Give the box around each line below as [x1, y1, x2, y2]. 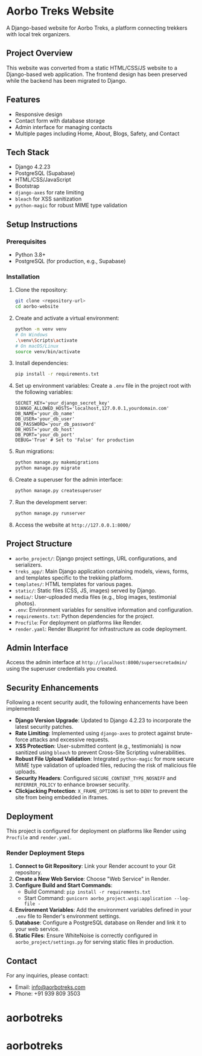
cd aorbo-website [14, 304, 59, 310]
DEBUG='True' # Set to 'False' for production [14, 437, 134, 443]
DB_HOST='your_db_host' [14, 427, 75, 433]
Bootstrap [14, 182, 40, 190]
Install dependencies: [14, 359, 69, 366]
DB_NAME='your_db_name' [14, 411, 75, 417]
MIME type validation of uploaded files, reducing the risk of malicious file [14, 762, 197, 769]
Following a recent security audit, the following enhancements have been [6, 699, 188, 706]
